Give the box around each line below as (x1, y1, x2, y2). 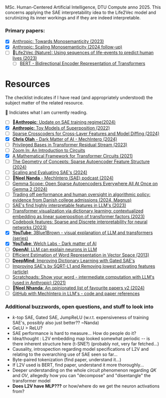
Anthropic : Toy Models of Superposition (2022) (12, 125, 110, 131)
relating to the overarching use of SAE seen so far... (12, 351, 118, 357)
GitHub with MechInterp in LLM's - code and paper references (12, 290, 140, 296)
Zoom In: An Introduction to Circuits (12, 147, 85, 153)
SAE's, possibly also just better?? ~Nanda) (12, 320, 99, 326)
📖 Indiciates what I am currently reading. (5, 109, 88, 116)
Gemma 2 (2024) (12, 186, 48, 192)
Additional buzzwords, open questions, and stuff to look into (5, 303, 154, 310)
